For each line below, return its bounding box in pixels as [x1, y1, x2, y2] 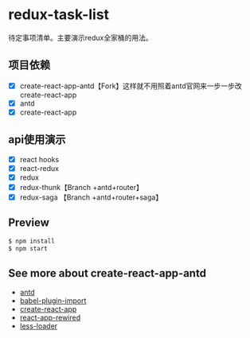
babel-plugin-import [19, 296, 87, 305]
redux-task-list [8, 6, 110, 24]
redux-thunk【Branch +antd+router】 [19, 182, 143, 192]
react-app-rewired [19, 313, 81, 323]
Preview [8, 216, 50, 230]
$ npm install [8, 237, 56, 245]
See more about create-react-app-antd [8, 266, 207, 280]
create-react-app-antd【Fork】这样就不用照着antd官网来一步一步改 [19, 81, 242, 91]
